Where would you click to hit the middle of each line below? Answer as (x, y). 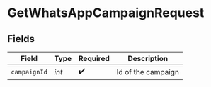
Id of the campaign (148, 72)
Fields (21, 39)
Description (148, 59)
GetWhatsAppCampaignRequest (106, 13)
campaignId (29, 72)
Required (94, 59)
